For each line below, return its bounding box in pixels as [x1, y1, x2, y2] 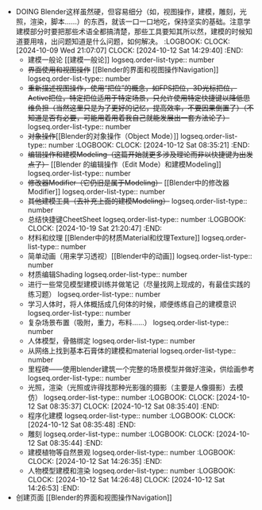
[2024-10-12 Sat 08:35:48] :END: [27, 420, 137, 429]
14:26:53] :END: [27, 483, 79, 493]
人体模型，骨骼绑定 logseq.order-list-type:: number [27, 336, 196, 345]
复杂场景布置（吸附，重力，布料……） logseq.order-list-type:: [27, 318, 229, 327]
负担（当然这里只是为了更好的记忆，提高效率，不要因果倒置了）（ [34, 103, 248, 113]
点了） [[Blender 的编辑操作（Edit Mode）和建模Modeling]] [27, 159, 222, 169]
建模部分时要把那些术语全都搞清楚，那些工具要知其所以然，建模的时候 [15, 27, 246, 36]
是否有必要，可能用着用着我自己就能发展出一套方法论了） [41, 113, 230, 122]
